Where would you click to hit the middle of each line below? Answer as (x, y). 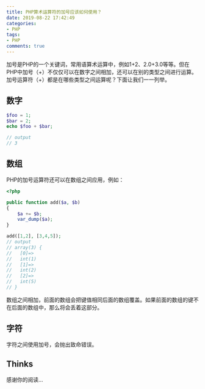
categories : (21, 23)
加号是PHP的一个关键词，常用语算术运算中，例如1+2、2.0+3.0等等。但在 (98, 64)
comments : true (26, 46)
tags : (13, 35)
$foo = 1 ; (19, 115)
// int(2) (21, 270)
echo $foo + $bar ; (30, 127)
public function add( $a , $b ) (43, 202)
